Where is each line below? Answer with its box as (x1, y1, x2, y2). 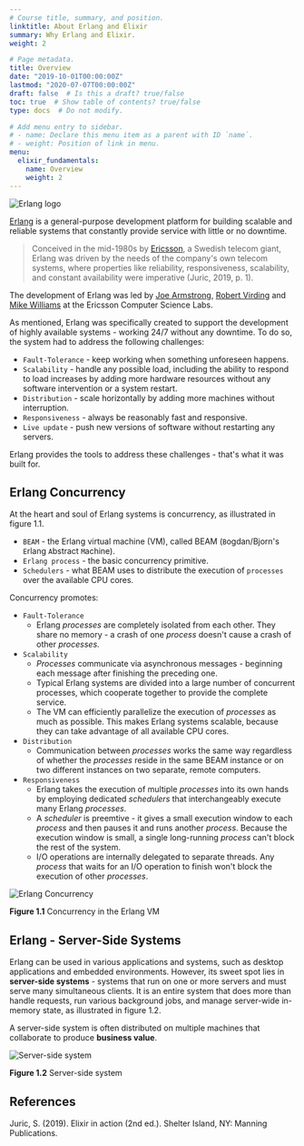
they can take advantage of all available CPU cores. (35, 726, 230, 737)
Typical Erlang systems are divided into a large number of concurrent (35, 678, 296, 689)
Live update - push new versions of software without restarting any (22, 421, 275, 432)
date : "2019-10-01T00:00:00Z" (9, 72, 124, 82)
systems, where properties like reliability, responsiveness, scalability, (31, 262, 290, 273)
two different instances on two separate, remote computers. (35, 765, 261, 776)
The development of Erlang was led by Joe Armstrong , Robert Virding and (9, 289, 287, 300)
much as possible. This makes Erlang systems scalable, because (35, 716, 279, 728)
